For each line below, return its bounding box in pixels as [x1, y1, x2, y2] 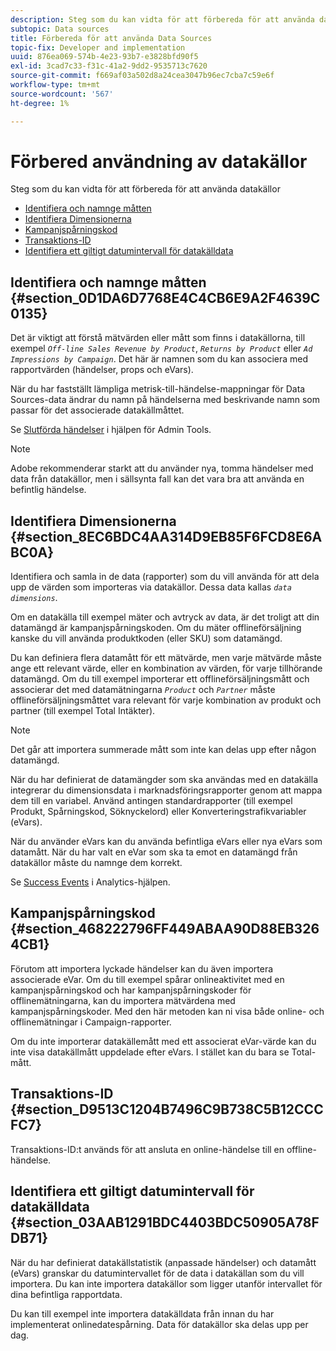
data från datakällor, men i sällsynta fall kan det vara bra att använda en [10, 473, 305, 485]
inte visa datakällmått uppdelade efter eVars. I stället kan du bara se [10, 1046, 290, 1058]
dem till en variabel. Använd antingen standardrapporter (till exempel [10, 795, 293, 807]
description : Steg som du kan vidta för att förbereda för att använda [10, 14, 315, 25]
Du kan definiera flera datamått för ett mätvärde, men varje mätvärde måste [10, 652, 323, 664]
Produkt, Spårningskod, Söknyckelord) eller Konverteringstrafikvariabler [10, 806, 307, 818]
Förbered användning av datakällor [10, 150, 308, 173]
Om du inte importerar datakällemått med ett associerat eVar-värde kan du [10, 1035, 317, 1047]
